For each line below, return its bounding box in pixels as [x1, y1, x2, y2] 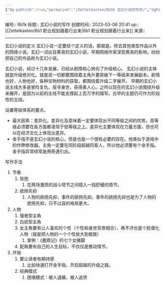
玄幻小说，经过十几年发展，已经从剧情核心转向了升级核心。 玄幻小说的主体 [5, 65, 157, 72]
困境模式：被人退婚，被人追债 [27, 274, 87, 280]
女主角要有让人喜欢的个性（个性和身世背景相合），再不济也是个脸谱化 [19, 225, 160, 231]
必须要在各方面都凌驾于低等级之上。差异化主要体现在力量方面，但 [16, 123, 150, 129]
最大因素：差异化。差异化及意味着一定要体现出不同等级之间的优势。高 [12, 117, 155, 123]
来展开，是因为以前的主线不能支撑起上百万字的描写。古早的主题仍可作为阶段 [5, 90, 160, 96]
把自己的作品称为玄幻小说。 [5, 55, 61, 61]
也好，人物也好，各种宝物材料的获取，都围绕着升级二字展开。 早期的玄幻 [5, 78, 153, 84]
